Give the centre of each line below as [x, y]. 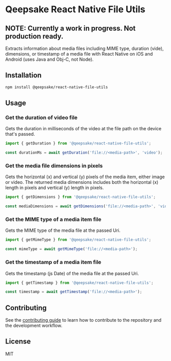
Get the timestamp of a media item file [53, 262]
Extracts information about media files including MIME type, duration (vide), [84, 49]
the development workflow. [34, 326]
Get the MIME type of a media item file [53, 220]
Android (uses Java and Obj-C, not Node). [50, 59]
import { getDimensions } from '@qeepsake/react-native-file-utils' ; [81, 197]
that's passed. [20, 134]
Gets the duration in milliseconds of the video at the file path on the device [83, 129]
